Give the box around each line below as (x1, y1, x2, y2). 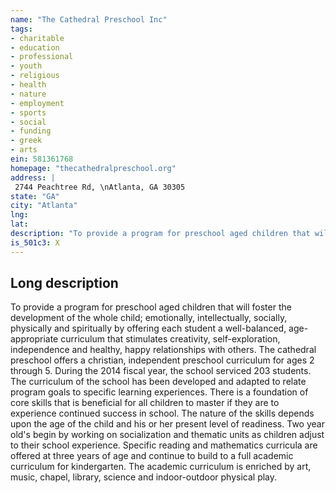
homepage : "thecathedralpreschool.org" (10, 163, 177, 173)
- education (10, 42, 60, 53)
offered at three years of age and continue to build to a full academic (10, 450, 294, 462)
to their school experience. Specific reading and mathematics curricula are (10, 439, 318, 451)
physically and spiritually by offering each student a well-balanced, (10, 322, 287, 335)
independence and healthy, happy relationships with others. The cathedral (10, 344, 317, 356)
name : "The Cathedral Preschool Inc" (10, 14, 168, 25)
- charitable (10, 33, 65, 43)
